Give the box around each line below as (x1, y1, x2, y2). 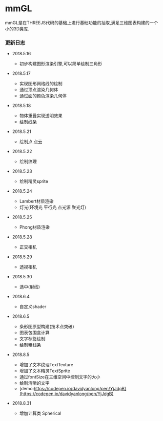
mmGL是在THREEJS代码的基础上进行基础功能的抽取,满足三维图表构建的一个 (5, 20, 159, 25)
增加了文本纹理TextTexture (19, 362, 74, 368)
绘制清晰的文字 (19, 380, 50, 386)
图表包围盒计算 (19, 330, 50, 335)
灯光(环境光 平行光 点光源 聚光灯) (19, 204, 86, 210)
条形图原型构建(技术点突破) (19, 324, 74, 330)
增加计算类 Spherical (19, 410, 61, 416)
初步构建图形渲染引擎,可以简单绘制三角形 (19, 61, 102, 66)
